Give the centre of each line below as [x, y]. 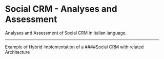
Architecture [18, 52]
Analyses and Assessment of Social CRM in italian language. [66, 33]
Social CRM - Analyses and [61, 9]
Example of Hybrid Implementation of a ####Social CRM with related [74, 47]
